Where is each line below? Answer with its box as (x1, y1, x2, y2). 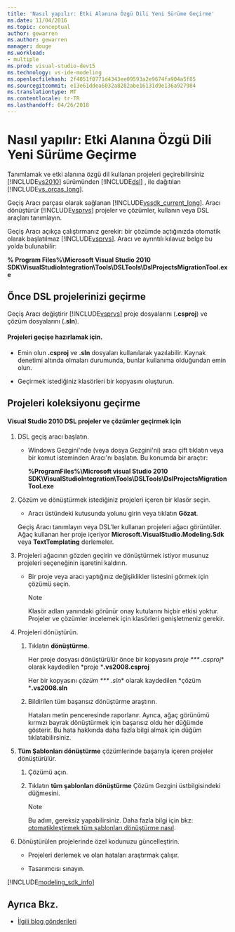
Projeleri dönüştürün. (17, 628, 79, 637)
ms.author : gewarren (7, 36, 68, 44)
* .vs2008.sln (27, 684, 68, 692)
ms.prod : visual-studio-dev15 (7, 62, 96, 69)
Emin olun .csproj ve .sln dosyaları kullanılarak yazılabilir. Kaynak (17, 348, 206, 357)
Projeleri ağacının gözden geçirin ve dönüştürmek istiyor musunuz (17, 552, 209, 560)
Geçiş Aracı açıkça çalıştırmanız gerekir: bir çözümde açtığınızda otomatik (7, 227, 221, 235)
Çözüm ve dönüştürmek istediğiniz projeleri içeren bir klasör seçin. (17, 495, 211, 504)
